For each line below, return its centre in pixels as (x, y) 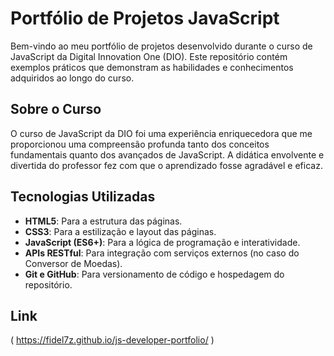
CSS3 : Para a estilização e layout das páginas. (120, 231)
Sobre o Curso (56, 109)
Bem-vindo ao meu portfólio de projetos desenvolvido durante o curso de (161, 46)
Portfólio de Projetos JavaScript (145, 18)
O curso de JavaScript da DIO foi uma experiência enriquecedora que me (161, 133)
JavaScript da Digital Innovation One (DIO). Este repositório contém (149, 56)
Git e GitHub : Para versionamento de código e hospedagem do (154, 274)
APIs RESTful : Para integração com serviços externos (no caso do (162, 253)
